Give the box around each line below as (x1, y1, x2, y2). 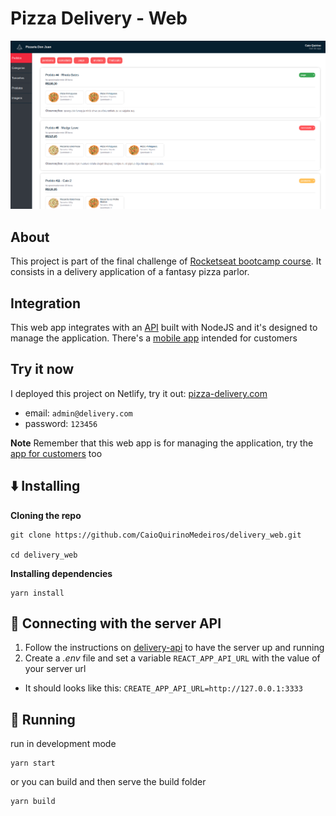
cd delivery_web (10, 550, 78, 560)
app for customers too (10, 447, 103, 459)
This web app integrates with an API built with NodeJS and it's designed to (10, 322, 318, 334)
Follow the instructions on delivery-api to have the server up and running (24, 642, 325, 654)
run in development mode (10, 738, 117, 750)
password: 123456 (24, 417, 98, 429)
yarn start (10, 758, 56, 769)
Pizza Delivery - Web (10, 7, 188, 30)
